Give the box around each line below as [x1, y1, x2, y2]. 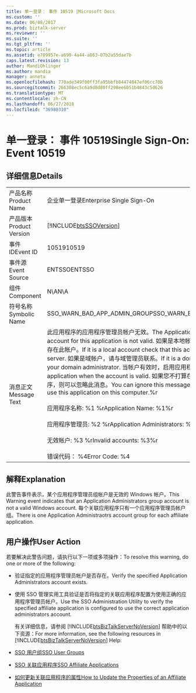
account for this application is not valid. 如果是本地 [47, 337, 185, 345]
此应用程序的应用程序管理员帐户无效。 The [47, 328, 163, 337]
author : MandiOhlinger [6, 63, 61, 69]
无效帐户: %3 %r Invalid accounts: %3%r [47, 437, 159, 445]
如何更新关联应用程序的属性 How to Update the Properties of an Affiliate [14, 674, 187, 681]
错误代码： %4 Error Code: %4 [47, 452, 130, 461]
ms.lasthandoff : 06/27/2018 [6, 101, 75, 107]
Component [9, 292, 42, 300]
